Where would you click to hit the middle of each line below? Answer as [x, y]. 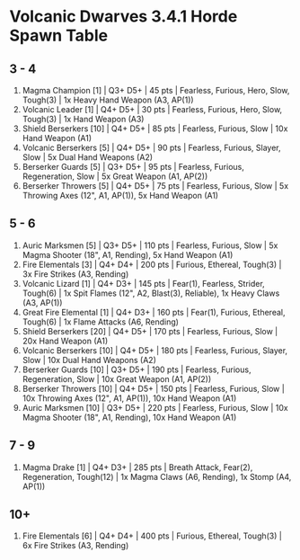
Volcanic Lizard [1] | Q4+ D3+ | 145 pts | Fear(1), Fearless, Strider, [143, 283]
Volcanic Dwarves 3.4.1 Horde [124, 17]
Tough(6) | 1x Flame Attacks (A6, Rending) [101, 322]
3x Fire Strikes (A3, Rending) [75, 274]
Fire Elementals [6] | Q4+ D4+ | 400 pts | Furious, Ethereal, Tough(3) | [152, 536]
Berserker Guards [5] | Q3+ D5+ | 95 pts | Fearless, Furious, [133, 167]
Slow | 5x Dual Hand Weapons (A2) [88, 157]
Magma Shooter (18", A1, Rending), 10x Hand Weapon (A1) [129, 417]
